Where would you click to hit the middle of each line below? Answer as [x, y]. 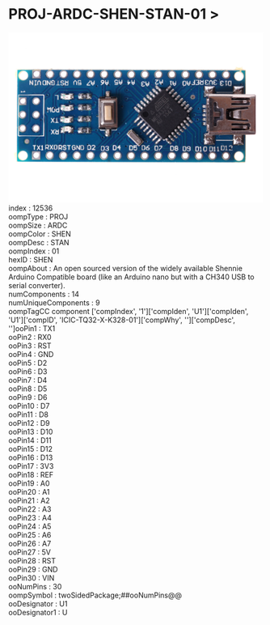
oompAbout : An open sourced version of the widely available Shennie [125, 268]
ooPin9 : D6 [28, 397]
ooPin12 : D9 [29, 423]
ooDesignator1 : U [38, 612]
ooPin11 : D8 [28, 415]
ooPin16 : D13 [31, 457]
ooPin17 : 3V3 [31, 466]
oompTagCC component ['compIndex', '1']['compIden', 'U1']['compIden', [129, 311]
